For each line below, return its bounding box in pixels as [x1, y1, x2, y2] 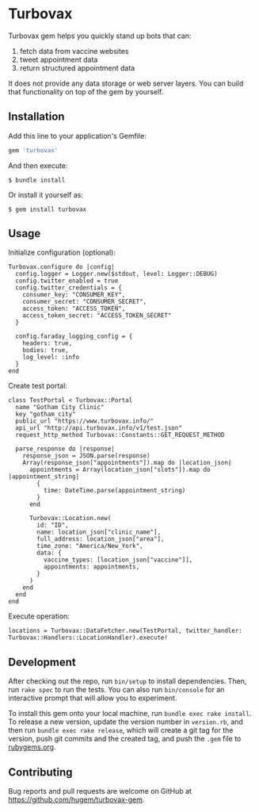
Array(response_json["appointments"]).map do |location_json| [22, 459, 232, 467]
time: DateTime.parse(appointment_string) [43, 487, 186, 495]
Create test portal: [8, 381, 67, 391]
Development [8, 655, 77, 668]
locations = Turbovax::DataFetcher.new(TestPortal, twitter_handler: [8, 627, 243, 635]
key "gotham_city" [15, 410, 77, 419]
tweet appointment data [19, 55, 98, 64]
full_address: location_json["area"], [36, 535, 165, 543]
